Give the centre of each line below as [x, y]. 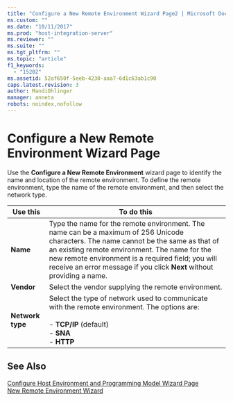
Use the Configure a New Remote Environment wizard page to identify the [114, 172]
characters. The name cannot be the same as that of [134, 240]
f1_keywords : [26, 65]
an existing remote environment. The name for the [130, 249]
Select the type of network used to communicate [128, 298]
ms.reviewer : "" [31, 40]
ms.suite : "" [26, 46]
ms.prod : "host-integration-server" [60, 33]
